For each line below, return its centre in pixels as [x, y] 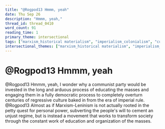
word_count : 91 [21, 28]
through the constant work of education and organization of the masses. [78, 121]
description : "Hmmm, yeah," [34, 19]
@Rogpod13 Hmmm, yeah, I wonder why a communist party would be [76, 84]
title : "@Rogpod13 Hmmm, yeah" [37, 10]
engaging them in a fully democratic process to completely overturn [74, 95]
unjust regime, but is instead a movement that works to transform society [79, 116]
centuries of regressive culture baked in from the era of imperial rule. [75, 100]
